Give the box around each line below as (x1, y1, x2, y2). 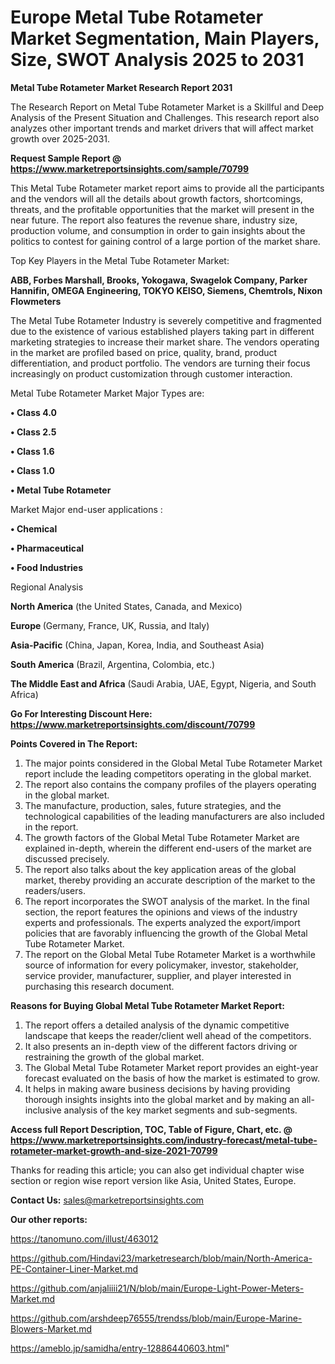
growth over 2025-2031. (10, 132, 111, 145)
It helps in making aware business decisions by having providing (24, 1082, 291, 1095)
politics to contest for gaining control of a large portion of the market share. (10, 235, 321, 247)
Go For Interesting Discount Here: (10, 707, 153, 720)
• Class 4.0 (10, 406, 57, 418)
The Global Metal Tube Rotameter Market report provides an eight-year (24, 1061, 319, 1073)
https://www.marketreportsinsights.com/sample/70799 (10, 162, 250, 175)
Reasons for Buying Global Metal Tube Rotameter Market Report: (10, 999, 285, 1011)
